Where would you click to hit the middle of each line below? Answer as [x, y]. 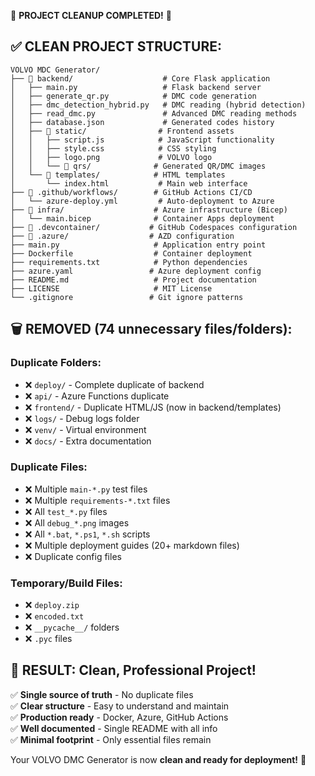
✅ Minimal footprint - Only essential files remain [111, 739]
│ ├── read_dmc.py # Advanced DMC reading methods [154, 113]
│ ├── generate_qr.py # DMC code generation [133, 96]
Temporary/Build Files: [66, 583]
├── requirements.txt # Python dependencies [129, 262]
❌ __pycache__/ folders [72, 627]
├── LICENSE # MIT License [111, 288]
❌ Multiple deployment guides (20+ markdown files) [132, 545]
